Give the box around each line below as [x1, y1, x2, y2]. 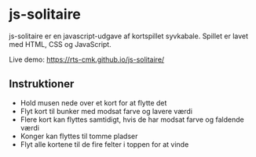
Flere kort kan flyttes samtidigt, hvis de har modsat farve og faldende [20, 115, 244, 124]
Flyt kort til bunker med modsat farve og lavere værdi [20, 106, 193, 116]
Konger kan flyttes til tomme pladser [20, 131, 138, 141]
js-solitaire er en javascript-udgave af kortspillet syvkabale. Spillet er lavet [9, 31, 249, 41]
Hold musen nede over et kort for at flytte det [20, 98, 167, 107]
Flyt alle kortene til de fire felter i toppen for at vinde [20, 139, 189, 149]
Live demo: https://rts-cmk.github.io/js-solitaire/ [9, 55, 165, 64]
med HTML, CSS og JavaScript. [9, 39, 112, 48]
